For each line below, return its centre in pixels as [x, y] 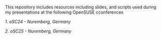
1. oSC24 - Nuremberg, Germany [38, 22]
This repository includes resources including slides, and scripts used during [81, 7]
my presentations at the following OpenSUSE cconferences [64, 12]
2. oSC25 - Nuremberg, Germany [38, 31]
